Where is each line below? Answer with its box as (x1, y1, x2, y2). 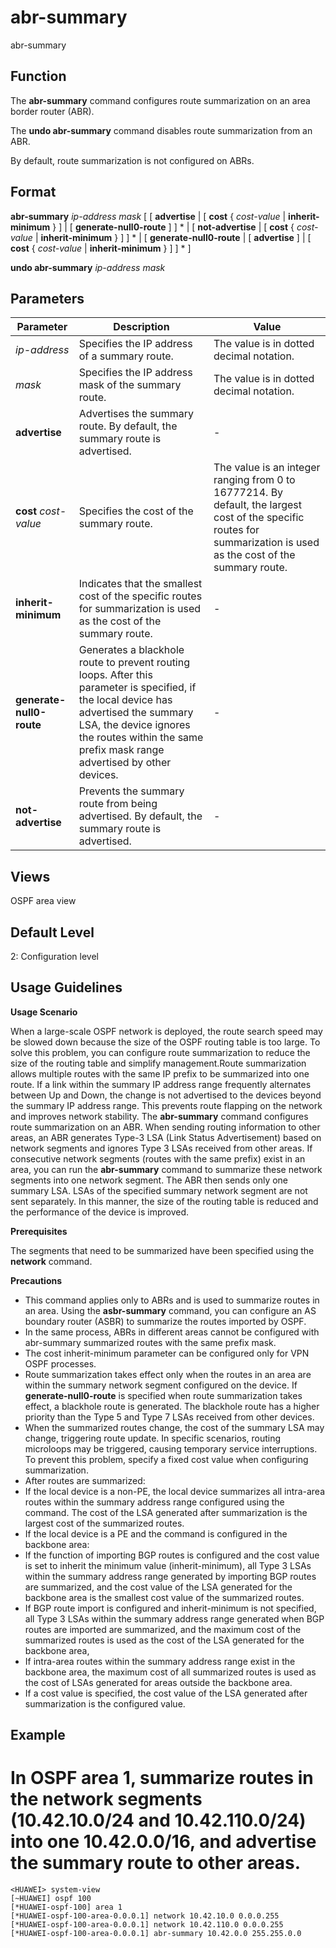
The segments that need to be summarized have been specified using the (10, 1244, 315, 1256)
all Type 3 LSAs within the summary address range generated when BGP (24, 1612, 325, 1625)
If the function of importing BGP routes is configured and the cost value (24, 1549, 320, 1561)
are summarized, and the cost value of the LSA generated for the (24, 1581, 293, 1593)
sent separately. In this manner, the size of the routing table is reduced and (10, 1195, 319, 1207)
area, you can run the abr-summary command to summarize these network (10, 1163, 323, 1175)
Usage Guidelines (10, 979, 123, 996)
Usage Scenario (10, 1006, 78, 1018)
